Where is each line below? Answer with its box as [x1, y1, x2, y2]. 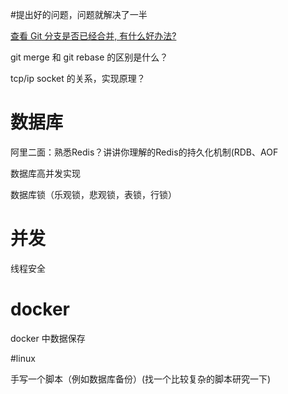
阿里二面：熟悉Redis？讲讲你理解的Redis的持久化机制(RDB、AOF [10, 146, 279, 158]
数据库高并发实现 [10, 167, 81, 179]
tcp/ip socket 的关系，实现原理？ [10, 73, 146, 84]
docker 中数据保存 [10, 332, 86, 344]
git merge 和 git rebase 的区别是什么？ [10, 51, 169, 63]
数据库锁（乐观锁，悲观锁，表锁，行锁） [10, 188, 177, 200]
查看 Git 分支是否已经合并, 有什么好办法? [10, 30, 177, 42]
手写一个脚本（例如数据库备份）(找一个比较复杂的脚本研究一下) [10, 373, 272, 385]
